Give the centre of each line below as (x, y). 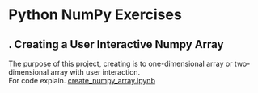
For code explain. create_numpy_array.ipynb (82, 81)
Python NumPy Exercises (95, 15)
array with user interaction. (95, 72)
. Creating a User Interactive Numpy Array (116, 44)
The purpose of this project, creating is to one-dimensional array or (121, 63)
